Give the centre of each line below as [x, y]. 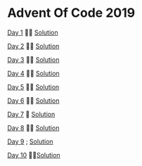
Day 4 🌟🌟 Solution [33, 73]
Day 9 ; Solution [31, 141]
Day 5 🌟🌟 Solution [33, 87]
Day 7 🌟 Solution [31, 114]
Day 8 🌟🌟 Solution [33, 127]
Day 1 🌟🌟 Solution [33, 32]
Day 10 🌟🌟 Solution [34, 155]
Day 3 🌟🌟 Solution [33, 59]
